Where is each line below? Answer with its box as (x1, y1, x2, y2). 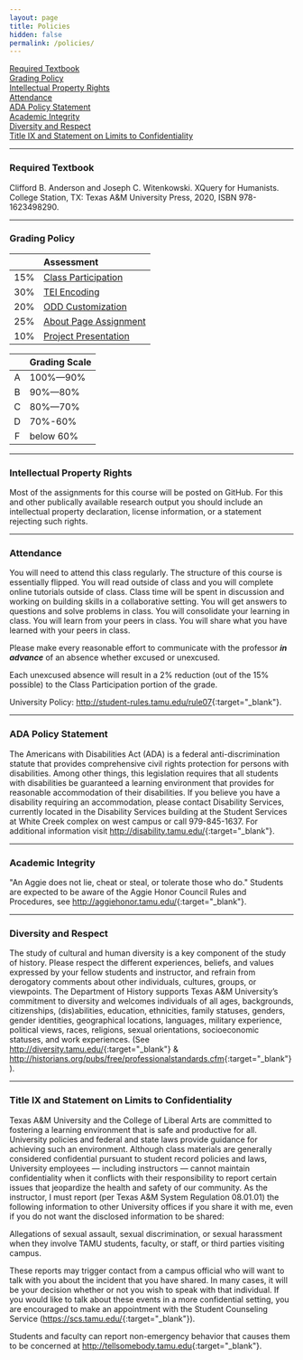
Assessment (43, 255, 99, 268)
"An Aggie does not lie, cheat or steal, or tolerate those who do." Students (9, 877, 284, 888)
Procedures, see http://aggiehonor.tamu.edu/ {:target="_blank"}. (9, 896, 247, 907)
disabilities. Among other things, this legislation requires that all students (9, 768, 279, 779)
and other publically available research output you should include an (9, 496, 263, 507)
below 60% (29, 430, 78, 442)
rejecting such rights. (9, 516, 88, 527)
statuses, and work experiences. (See (9, 1034, 151, 1045)
